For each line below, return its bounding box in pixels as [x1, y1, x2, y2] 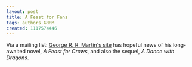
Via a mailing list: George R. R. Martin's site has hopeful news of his [6, 42, 172, 49]
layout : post [6, 8, 39, 15]
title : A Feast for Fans [6, 14, 68, 20]
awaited [6, 48, 26, 55]
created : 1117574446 [6, 25, 58, 31]
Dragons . [6, 54, 29, 61]
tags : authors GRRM [6, 20, 55, 25]
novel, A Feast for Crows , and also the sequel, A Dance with [26, 48, 175, 55]
